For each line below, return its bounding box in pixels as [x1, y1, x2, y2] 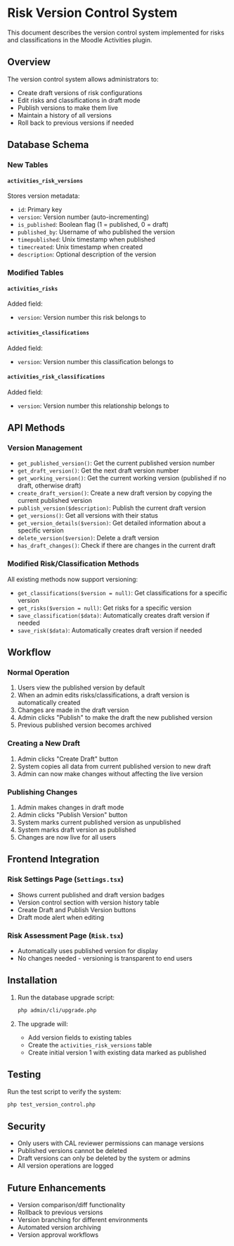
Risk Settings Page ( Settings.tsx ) [7, 875, 124, 885]
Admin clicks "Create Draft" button [17, 754, 118, 763]
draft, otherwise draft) [17, 481, 82, 490]
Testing [7, 1069, 41, 1080]
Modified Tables [7, 268, 64, 278]
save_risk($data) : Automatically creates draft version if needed [17, 625, 202, 635]
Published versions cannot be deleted [17, 1147, 128, 1155]
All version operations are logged [17, 1161, 114, 1170]
